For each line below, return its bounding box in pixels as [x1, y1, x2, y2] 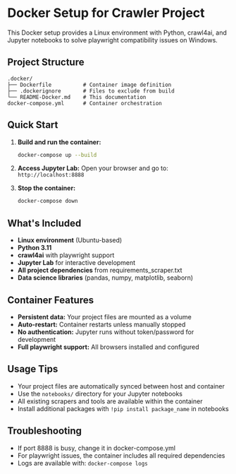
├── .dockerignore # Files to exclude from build [7, 87, 175, 95]
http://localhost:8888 [17, 172, 85, 179]
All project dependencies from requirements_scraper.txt [17, 266, 182, 275]
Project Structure [7, 57, 85, 69]
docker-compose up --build [17, 151, 97, 158]
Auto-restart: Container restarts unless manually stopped [17, 320, 186, 328]
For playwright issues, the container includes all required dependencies [17, 451, 225, 460]
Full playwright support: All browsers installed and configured [17, 343, 199, 351]
